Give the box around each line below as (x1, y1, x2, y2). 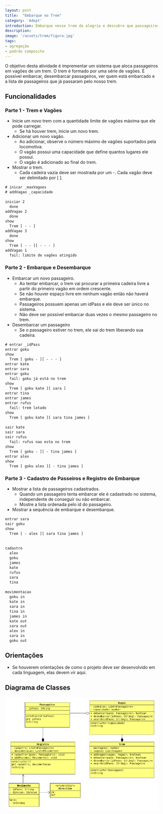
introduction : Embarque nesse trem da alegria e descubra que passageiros (5, 23, 160, 28)
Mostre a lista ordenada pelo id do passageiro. (19, 501, 113, 507)
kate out (9, 619, 27, 623)
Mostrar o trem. (12, 164, 44, 170)
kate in (9, 599, 25, 604)
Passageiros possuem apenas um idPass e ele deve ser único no (19, 301, 149, 307)
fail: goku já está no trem (9, 376, 66, 381)
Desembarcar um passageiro (12, 321, 70, 328)
